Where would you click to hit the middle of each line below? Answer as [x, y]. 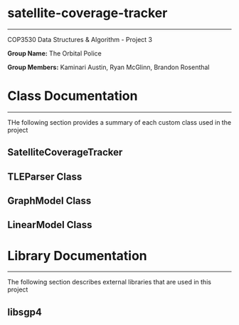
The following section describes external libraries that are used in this [110, 282]
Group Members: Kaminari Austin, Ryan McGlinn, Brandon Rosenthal [108, 67]
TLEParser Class [45, 176]
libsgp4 [25, 312]
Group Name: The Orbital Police [54, 53]
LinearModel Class [50, 225]
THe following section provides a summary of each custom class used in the [119, 122]
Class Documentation [73, 96]
